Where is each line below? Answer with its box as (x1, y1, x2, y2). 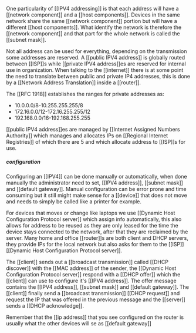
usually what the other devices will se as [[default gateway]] (6, 319, 151, 327)
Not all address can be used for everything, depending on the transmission (6, 48, 187, 55)
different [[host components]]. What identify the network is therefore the (6, 24, 182, 31)
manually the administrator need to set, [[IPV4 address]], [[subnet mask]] (6, 179, 184, 186)
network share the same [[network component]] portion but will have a (6, 18, 177, 24)
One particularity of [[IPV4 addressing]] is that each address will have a (6, 5, 179, 12)
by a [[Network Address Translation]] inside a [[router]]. (6, 79, 141, 86)
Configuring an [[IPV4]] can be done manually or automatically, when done (6, 173, 187, 180)
